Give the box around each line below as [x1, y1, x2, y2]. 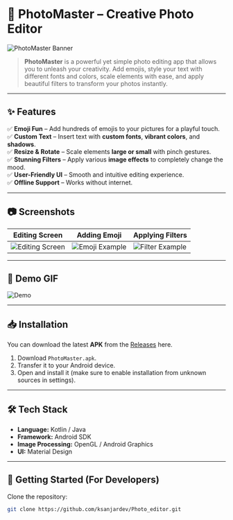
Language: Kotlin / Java [17, 426, 87, 433]
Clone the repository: [7, 492, 68, 501]
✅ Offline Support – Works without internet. [7, 178, 133, 187]
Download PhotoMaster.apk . [17, 354, 97, 363]
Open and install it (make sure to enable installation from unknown [17, 369, 207, 377]
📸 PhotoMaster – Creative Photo [7, 6, 194, 22]
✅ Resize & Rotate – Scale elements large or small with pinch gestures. [7, 147, 212, 155]
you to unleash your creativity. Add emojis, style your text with [24, 64, 202, 73]
